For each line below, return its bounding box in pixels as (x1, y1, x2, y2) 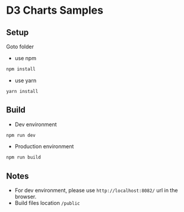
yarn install (6, 88, 39, 94)
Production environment (14, 143, 74, 150)
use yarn (14, 77, 37, 84)
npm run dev (6, 132, 36, 138)
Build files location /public (14, 199, 80, 207)
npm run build (6, 154, 42, 161)
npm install (6, 66, 36, 72)
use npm (14, 55, 37, 61)
